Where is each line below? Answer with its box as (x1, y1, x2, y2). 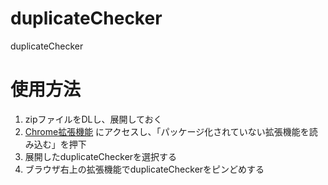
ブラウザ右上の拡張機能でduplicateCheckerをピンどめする (24, 163, 265, 175)
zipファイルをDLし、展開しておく (24, 113, 163, 125)
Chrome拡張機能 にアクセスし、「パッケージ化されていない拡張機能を (24, 125, 310, 137)
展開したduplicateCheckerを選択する (24, 150, 178, 162)
